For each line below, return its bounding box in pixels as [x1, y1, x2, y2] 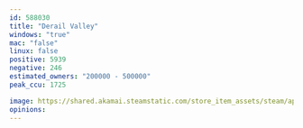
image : [9, 96, 34, 105]
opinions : [9, 105, 47, 114]
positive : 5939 [9, 55, 67, 64]
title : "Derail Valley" [9, 22, 99, 31]
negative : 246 [9, 64, 63, 73]
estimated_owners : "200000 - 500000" [9, 72, 151, 81]
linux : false [9, 47, 59, 56]
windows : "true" [9, 30, 70, 39]
